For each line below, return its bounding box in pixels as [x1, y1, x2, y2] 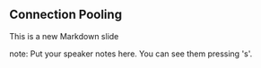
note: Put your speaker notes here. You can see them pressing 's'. [9, 48, 253, 59]
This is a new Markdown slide [9, 30, 119, 41]
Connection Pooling [9, 7, 123, 22]
